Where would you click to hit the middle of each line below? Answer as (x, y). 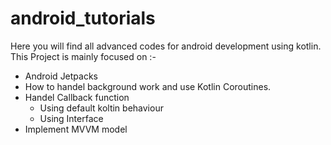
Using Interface (71, 118)
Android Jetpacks (61, 76)
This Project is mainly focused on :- (83, 56)
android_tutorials (83, 18)
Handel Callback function (77, 97)
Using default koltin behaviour (101, 108)
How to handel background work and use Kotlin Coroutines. (148, 86)
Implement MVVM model (76, 129)
